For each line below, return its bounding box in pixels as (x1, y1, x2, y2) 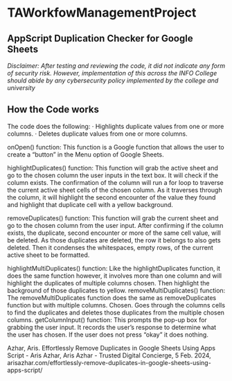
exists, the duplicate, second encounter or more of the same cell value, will (7, 229, 222, 237)
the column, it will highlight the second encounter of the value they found (7, 193, 216, 202)
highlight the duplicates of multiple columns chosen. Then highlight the (7, 278, 210, 287)
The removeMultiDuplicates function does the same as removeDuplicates (7, 293, 217, 302)
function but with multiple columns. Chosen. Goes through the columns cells (7, 301, 226, 309)
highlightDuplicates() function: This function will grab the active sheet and (7, 163, 218, 172)
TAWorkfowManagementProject (7, 5, 197, 21)
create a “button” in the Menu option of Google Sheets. (7, 150, 164, 159)
